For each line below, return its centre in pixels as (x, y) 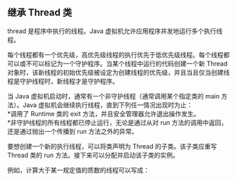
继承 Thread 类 (40, 13)
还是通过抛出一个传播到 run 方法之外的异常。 (73, 131)
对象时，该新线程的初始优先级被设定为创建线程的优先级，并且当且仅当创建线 (119, 72)
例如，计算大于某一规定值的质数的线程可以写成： (78, 170)
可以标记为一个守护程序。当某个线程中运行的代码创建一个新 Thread (129, 63)
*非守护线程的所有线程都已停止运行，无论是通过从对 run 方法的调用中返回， (117, 123)
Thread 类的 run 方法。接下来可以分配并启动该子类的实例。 (93, 155)
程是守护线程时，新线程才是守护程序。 (63, 81)
